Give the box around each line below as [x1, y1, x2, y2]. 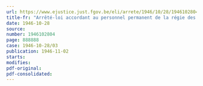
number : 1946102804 [6, 31, 56, 38]
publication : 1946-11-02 [6, 48, 69, 55]
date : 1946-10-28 [6, 20, 50, 26]
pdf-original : [6, 65, 42, 71]
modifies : [6, 59, 31, 65]
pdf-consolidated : [6, 71, 53, 77]
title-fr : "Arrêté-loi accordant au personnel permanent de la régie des [6, 15, 196, 21]
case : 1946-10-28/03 [6, 43, 59, 49]
